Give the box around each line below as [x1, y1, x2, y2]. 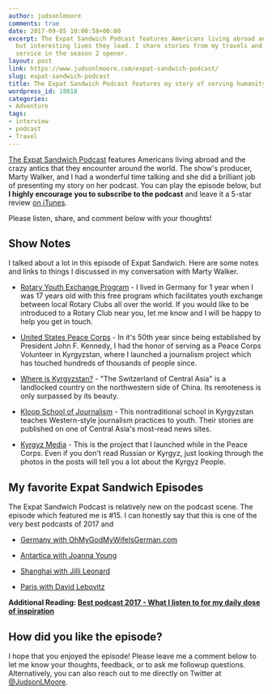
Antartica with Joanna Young [19, 551, 117, 560]
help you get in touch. [19, 317, 93, 326]
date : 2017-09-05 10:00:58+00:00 [8, 27, 121, 35]
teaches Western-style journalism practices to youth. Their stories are [19, 415, 254, 425]
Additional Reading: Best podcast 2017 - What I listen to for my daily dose [8, 598, 261, 607]
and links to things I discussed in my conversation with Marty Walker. [8, 266, 239, 276]
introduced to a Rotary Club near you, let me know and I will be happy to [19, 309, 261, 318]
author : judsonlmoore [8, 11, 82, 20]
